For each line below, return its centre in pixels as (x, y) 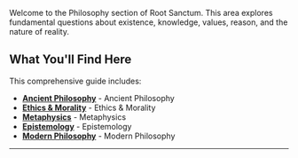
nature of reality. (39, 32)
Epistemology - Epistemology (77, 126)
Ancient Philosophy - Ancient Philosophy (98, 98)
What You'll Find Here (71, 60)
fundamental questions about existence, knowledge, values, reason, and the (149, 22)
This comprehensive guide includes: (75, 81)
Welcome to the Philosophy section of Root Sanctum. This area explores (141, 13)
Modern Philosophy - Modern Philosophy (98, 136)
